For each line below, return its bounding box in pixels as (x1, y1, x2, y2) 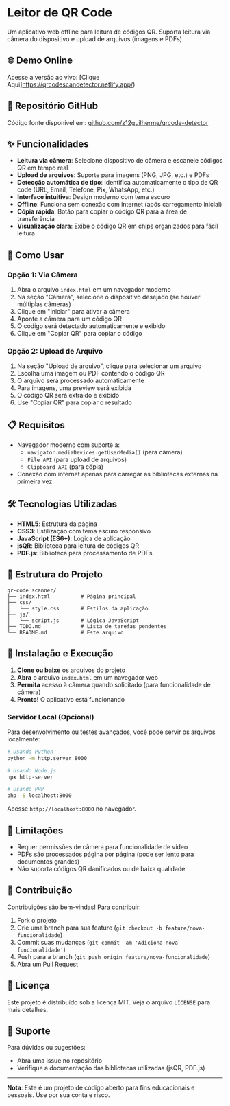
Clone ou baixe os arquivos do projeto (16, 666, 126, 674)
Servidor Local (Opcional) (7, 712, 94, 722)
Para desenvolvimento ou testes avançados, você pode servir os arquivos (7, 728, 216, 736)
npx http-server (7, 774, 53, 781)
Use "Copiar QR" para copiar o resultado (16, 398, 132, 406)
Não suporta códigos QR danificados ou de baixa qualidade (16, 864, 186, 873)
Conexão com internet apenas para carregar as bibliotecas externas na (16, 470, 218, 479)
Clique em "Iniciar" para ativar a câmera (16, 308, 130, 316)
